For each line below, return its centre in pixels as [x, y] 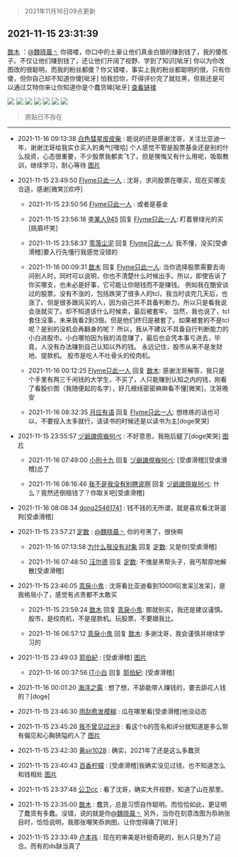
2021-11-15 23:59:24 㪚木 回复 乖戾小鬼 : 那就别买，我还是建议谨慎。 [127, 609]
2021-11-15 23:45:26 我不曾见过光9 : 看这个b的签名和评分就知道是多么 [120, 726]
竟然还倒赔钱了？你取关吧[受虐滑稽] [93, 492]
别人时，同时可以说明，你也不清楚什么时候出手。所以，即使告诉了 [131, 276]
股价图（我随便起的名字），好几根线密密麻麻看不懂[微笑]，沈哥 [131, 388]
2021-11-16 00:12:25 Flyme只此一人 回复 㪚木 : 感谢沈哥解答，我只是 [126, 370]
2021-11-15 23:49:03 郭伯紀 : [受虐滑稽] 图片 [82, 657]
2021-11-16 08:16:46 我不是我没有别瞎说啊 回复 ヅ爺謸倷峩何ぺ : [120, 484]
